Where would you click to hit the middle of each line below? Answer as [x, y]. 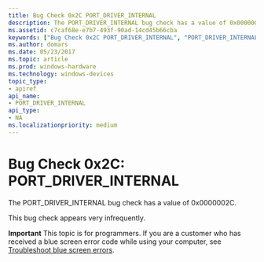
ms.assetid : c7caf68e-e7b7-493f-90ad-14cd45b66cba [93, 30]
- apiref [22, 89]
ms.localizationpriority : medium [63, 125]
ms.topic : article [38, 60]
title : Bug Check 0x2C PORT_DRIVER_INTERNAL [82, 15]
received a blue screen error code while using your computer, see [115, 242]
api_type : [24, 111]
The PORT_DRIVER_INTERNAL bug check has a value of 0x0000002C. [123, 202]
